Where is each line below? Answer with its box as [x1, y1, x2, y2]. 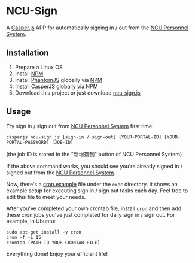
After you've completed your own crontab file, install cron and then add [6, 205, 182, 212]
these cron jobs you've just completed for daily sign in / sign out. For [6, 211, 175, 218]
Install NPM [14, 70, 44, 77]
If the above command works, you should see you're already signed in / [6, 162, 183, 170]
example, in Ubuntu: [6, 217, 56, 225]
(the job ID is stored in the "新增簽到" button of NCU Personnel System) [6, 150, 182, 158]
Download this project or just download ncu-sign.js [14, 89, 141, 96]
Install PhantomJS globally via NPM [14, 76, 103, 83]
